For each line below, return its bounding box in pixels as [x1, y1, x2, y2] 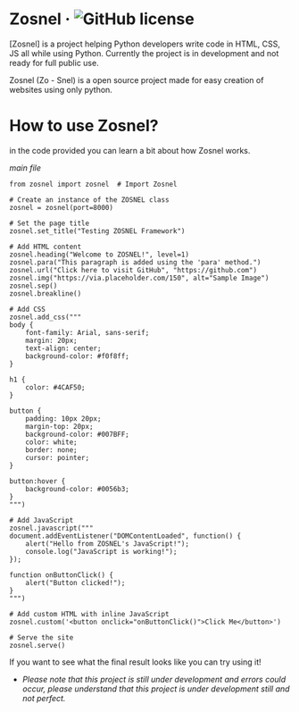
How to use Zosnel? [9, 116, 159, 136]
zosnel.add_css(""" [9, 313, 82, 322]
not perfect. [21, 692, 66, 703]
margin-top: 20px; [25, 422, 94, 431]
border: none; [25, 445, 78, 455]
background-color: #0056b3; [25, 484, 129, 493]
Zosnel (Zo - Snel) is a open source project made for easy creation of [9, 74, 264, 85]
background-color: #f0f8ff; [25, 351, 129, 361]
